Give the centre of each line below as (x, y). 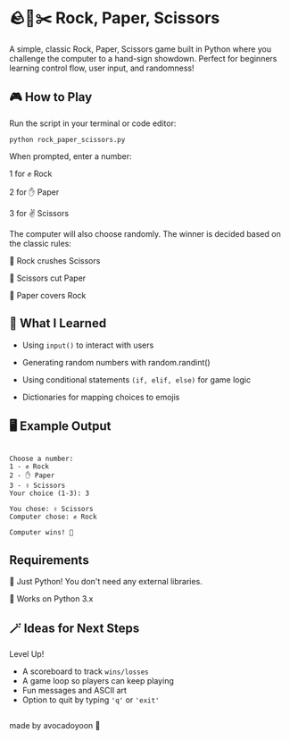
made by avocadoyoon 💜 (55, 726)
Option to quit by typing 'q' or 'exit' (91, 700)
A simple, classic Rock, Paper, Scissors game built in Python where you (141, 49)
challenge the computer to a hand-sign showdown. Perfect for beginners (143, 58)
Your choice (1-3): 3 (50, 493)
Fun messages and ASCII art (75, 690)
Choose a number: (41, 459)
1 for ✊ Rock (31, 173)
